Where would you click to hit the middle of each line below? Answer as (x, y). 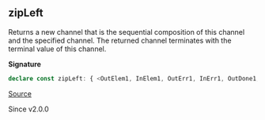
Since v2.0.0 (28, 109)
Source (20, 93)
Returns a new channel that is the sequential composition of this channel (127, 32)
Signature (25, 64)
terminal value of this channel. (57, 49)
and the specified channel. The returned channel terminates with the (120, 40)
